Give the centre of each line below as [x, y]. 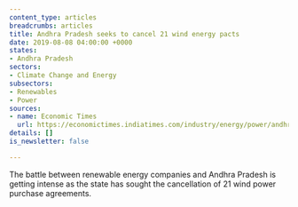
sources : [25, 108]
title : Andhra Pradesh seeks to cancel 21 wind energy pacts [125, 34]
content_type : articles [53, 17]
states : [24, 51]
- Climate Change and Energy [63, 76]
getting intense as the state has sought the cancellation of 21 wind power [143, 184]
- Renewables [33, 92]
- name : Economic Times [53, 116]
